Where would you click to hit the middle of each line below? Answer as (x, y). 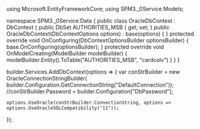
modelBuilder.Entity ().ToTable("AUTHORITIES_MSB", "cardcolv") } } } (93, 60)
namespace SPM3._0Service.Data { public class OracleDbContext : (91, 21)
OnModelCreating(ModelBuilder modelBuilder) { (67, 53)
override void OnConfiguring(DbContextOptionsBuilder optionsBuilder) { (98, 40)
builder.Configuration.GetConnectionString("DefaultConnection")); (90, 85)
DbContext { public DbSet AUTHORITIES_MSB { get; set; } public (88, 27)
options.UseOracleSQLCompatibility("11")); (63, 108)
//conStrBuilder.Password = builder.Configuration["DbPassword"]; (90, 91)
